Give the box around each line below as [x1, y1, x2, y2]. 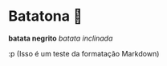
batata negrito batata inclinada [8, 33, 113, 43]
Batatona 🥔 [8, 7, 83, 25]
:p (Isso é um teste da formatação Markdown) [8, 49, 160, 58]
